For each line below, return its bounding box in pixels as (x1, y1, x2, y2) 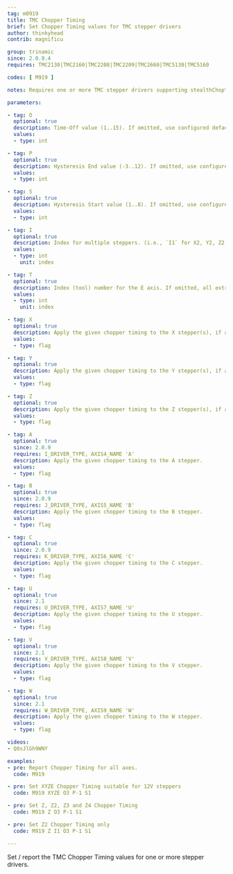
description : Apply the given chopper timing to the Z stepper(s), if (13, 405, 222, 413)
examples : (7, 757, 36, 764)
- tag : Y (7, 355, 33, 362)
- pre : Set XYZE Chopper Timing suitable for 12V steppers (7, 783, 182, 790)
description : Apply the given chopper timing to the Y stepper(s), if (13, 367, 222, 375)
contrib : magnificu (7, 36, 64, 43)
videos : (7, 739, 30, 746)
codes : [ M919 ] (7, 74, 54, 81)
